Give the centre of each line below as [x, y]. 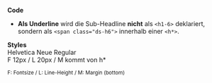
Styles [17, 45]
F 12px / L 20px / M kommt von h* [57, 60]
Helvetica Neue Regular [42, 52]
